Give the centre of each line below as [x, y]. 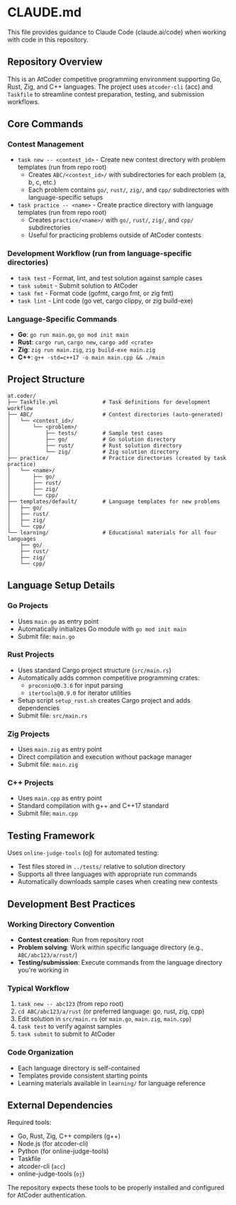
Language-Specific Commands [62, 319]
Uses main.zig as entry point [60, 750]
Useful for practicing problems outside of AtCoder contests [115, 235]
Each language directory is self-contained [79, 1068]
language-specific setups [66, 198]
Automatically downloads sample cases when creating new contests [118, 882]
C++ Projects [30, 783]
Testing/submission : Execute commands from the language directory [120, 962]
